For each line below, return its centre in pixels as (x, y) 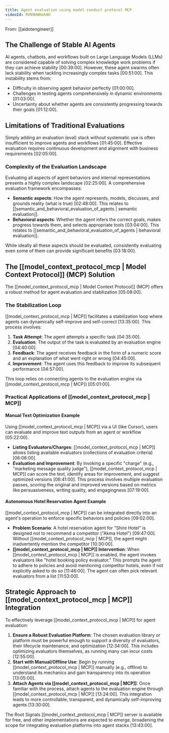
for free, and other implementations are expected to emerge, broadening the (84, 720)
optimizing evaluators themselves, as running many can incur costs (82, 651)
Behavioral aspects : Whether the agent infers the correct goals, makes (87, 219)
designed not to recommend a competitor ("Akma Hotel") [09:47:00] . (84, 533)
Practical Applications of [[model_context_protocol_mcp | (78, 397)
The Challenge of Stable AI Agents (61, 45)
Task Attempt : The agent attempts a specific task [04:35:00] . (77, 336)
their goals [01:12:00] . (35, 109)
